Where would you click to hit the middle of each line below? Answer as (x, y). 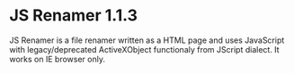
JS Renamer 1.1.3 (73, 16)
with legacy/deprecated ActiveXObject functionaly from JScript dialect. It (145, 49)
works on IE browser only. (58, 59)
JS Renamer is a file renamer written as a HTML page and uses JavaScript (147, 40)
